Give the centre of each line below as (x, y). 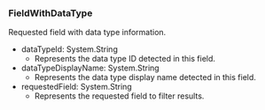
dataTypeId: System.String (70, 49)
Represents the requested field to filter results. (119, 96)
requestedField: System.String (76, 87)
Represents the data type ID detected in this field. (125, 59)
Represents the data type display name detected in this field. (145, 77)
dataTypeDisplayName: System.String (90, 68)
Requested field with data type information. (87, 33)
